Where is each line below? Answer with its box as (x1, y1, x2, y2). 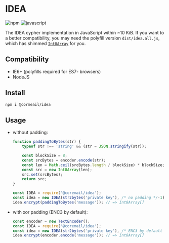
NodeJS (12, 74, 30, 80)
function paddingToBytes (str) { (12, 139, 81, 144)
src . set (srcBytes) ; (22, 172, 63, 177)
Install (5, 89, 25, 97)
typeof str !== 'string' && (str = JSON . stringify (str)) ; (22, 144, 147, 149)
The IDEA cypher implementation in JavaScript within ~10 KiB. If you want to (5, 29, 164, 35)
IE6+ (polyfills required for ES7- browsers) (12, 68, 101, 74)
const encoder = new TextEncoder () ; (12, 219, 90, 224)
